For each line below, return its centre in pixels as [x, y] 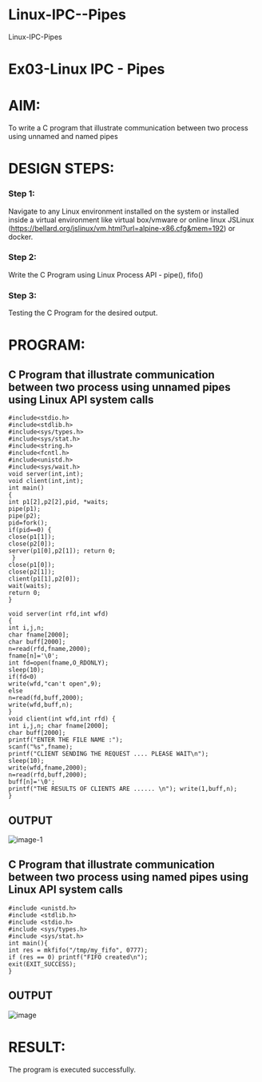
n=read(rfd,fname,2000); [50, 649]
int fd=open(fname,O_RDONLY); [59, 663]
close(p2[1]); [32, 572]
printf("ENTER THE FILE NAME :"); [66, 740]
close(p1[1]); [32, 537]
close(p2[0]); [32, 544]
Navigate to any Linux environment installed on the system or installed [124, 211]
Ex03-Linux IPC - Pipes [87, 69]
